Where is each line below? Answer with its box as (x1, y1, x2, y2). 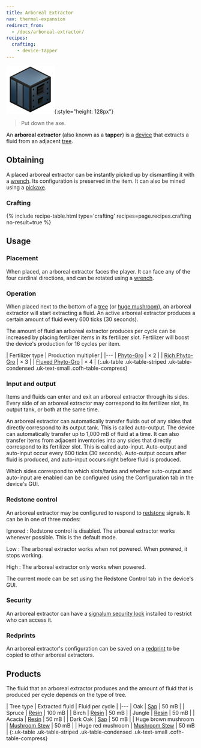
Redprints (6, 631, 36, 640)
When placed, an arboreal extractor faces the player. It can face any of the (6, 268, 191, 275)
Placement (6, 254, 38, 263)
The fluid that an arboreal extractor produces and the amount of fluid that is (6, 684, 193, 691)
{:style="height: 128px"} (54, 108, 114, 115)
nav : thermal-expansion (6, 16, 66, 22)
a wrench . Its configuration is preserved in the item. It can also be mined (6, 177, 185, 185)
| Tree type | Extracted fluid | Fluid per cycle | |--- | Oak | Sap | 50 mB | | (6, 702, 185, 710)
